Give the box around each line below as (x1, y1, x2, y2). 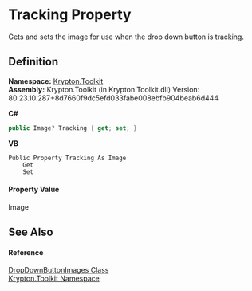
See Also (8, 226, 53, 239)
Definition (8, 55, 58, 69)
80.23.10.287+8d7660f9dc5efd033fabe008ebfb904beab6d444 (8, 93, 219, 103)
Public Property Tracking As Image (8, 154, 127, 162)
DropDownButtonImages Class (8, 265, 109, 275)
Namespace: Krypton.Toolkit (8, 76, 104, 85)
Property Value (8, 185, 60, 195)
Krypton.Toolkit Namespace (8, 273, 100, 284)
